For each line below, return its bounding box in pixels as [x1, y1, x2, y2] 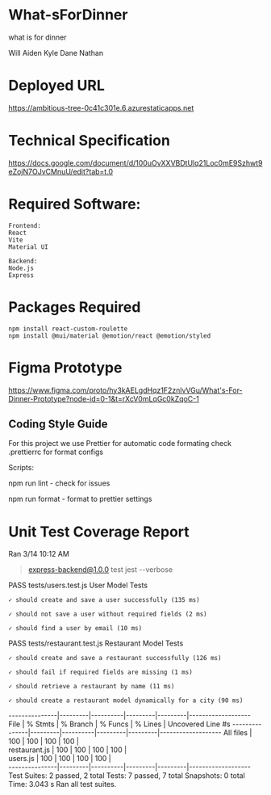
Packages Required [8, 297, 141, 316]
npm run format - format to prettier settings [8, 494, 152, 504]
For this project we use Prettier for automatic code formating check [8, 439, 232, 448]
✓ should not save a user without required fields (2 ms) [8, 610, 207, 619]
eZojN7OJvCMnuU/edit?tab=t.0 [8, 166, 114, 176]
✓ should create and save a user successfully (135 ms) [8, 596, 200, 604]
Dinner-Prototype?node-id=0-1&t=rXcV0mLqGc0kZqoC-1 [8, 393, 199, 403]
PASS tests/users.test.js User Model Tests [8, 580, 148, 591]
